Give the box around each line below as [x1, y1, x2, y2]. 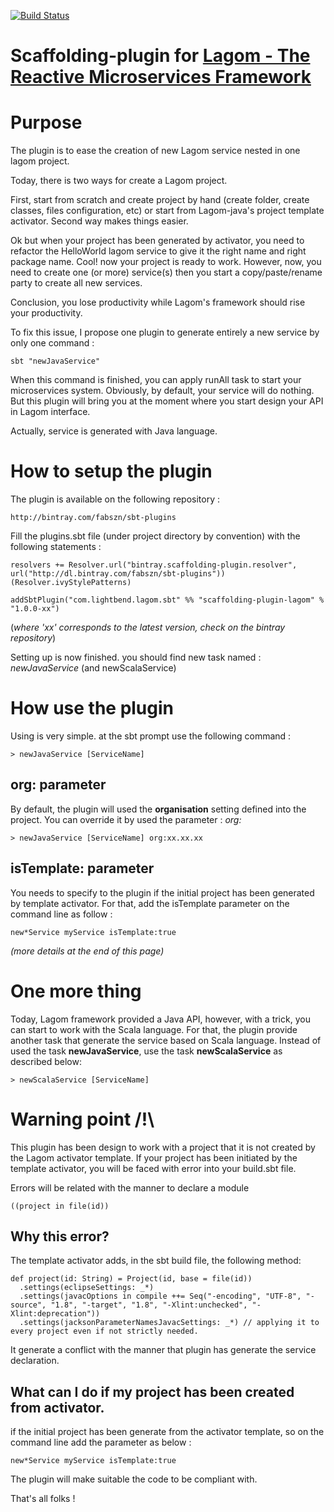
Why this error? [10, 1228, 110, 1245]
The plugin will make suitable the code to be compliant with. [10, 1473, 258, 1485]
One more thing [10, 980, 142, 1002]
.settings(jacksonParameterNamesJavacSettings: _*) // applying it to [19, 1318, 320, 1328]
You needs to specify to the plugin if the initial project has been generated [10, 886, 315, 899]
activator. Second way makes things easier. [10, 215, 189, 227]
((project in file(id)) [10, 1201, 110, 1211]
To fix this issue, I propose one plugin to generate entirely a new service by [10, 326, 320, 339]
